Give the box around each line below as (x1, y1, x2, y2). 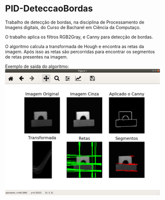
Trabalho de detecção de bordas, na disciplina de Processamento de (5, 19, 145, 25)
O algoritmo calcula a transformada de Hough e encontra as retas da (5, 43, 144, 49)
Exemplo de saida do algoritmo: (5, 63, 69, 69)
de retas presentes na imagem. (5, 54, 68, 59)
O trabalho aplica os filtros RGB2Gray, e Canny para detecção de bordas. (5, 34, 153, 40)
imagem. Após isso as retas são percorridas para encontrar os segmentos (5, 49, 155, 55)
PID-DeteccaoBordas (5, 3, 93, 14)
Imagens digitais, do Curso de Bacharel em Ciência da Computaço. (5, 24, 141, 30)
